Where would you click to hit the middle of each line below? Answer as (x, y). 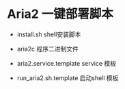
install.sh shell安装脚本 (49, 34)
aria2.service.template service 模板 (67, 63)
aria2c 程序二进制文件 (47, 49)
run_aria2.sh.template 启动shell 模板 (68, 78)
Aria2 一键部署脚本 (60, 14)
